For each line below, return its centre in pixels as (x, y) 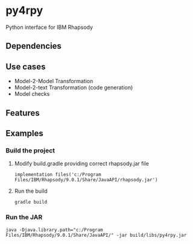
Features (23, 113)
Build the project (30, 150)
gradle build (31, 202)
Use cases (26, 67)
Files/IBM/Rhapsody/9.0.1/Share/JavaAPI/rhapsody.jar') (86, 180)
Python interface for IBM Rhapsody (49, 27)
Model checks (32, 94)
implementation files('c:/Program (58, 175)
